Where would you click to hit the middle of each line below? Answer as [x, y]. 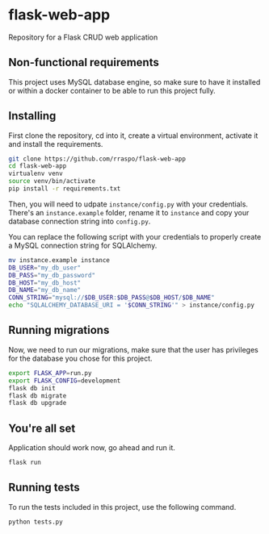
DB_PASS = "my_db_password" [52, 275]
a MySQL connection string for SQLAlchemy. [83, 245]
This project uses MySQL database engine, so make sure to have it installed [134, 81]
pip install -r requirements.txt [65, 189]
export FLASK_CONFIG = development [65, 381]
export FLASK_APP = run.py [50, 373]
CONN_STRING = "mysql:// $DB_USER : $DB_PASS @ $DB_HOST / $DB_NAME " [112, 298]
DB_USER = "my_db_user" [45, 268]
